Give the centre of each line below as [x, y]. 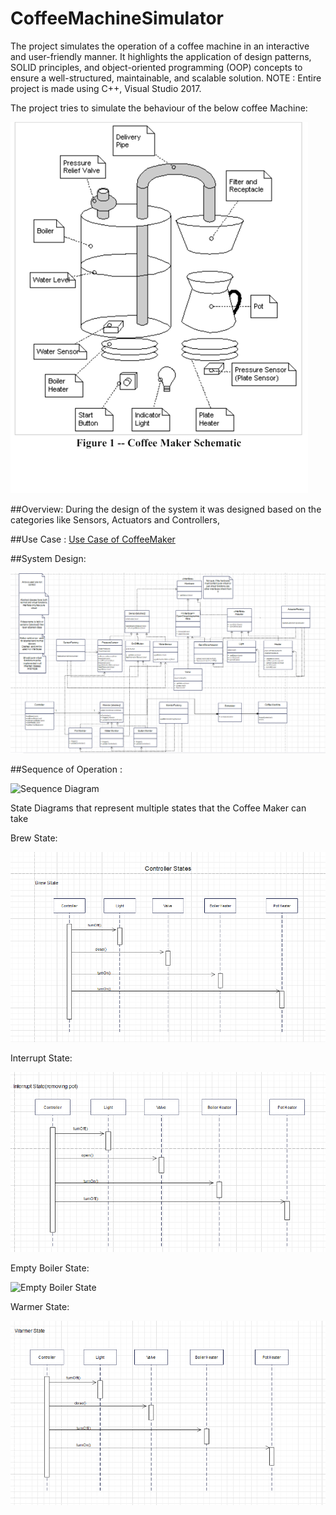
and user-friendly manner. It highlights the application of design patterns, [161, 56]
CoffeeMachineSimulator [117, 18]
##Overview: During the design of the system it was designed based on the [166, 509]
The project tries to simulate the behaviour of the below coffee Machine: [159, 108]
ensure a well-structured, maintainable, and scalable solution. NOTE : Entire [166, 78]
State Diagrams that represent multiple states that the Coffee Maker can [158, 808]
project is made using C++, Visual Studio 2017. [106, 88]
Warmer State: [40, 1306]
